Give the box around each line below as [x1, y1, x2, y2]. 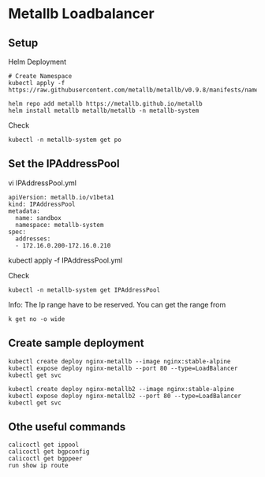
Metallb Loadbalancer [8, 5, 155, 23]
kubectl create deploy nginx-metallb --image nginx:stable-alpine [8, 357, 231, 365]
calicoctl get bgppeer [8, 455, 83, 463]
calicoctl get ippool [8, 441, 80, 449]
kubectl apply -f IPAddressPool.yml [8, 255, 123, 265]
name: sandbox [15, 214, 62, 222]
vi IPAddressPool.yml [8, 178, 77, 188]
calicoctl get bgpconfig [8, 448, 90, 456]
